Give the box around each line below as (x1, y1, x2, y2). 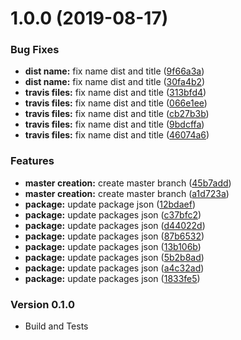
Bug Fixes (10, 43, 60, 57)
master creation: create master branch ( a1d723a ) (24, 187, 230, 199)
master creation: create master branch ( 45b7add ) (24, 177, 232, 189)
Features (10, 154, 55, 168)
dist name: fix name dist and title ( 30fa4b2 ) (24, 76, 206, 88)
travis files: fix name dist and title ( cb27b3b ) (24, 108, 210, 120)
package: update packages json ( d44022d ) (24, 219, 206, 231)
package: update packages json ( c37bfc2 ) (24, 208, 202, 221)
